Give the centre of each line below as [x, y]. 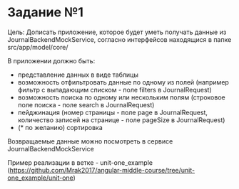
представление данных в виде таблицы [78, 75]
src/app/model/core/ [38, 47]
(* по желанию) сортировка [60, 127]
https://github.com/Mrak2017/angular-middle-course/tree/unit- [102, 170]
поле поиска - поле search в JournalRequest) [86, 104]
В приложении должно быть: [51, 60]
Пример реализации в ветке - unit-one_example [80, 162]
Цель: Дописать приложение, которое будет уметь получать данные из [117, 32]
